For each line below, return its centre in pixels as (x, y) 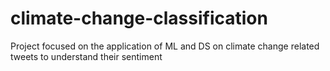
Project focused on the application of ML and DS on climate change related (165, 46)
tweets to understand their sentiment (86, 56)
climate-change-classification (139, 18)
